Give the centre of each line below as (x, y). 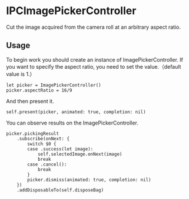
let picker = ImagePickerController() (54, 85)
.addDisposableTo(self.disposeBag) (60, 190)
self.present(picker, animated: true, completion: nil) (76, 112)
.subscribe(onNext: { (43, 139)
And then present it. (30, 101)
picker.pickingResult (33, 133)
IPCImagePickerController (71, 11)
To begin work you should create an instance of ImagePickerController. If (95, 59)
